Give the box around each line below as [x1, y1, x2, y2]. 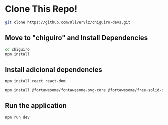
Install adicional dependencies [5, 65, 102, 74]
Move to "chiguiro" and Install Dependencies [5, 34, 148, 42]
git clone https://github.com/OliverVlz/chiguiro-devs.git [5, 20, 131, 25]
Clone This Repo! [5, 3, 78, 15]
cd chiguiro [5, 47, 30, 52]
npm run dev [5, 115, 30, 120]
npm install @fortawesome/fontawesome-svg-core [5, 88, 106, 93]
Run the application [5, 101, 67, 110]
